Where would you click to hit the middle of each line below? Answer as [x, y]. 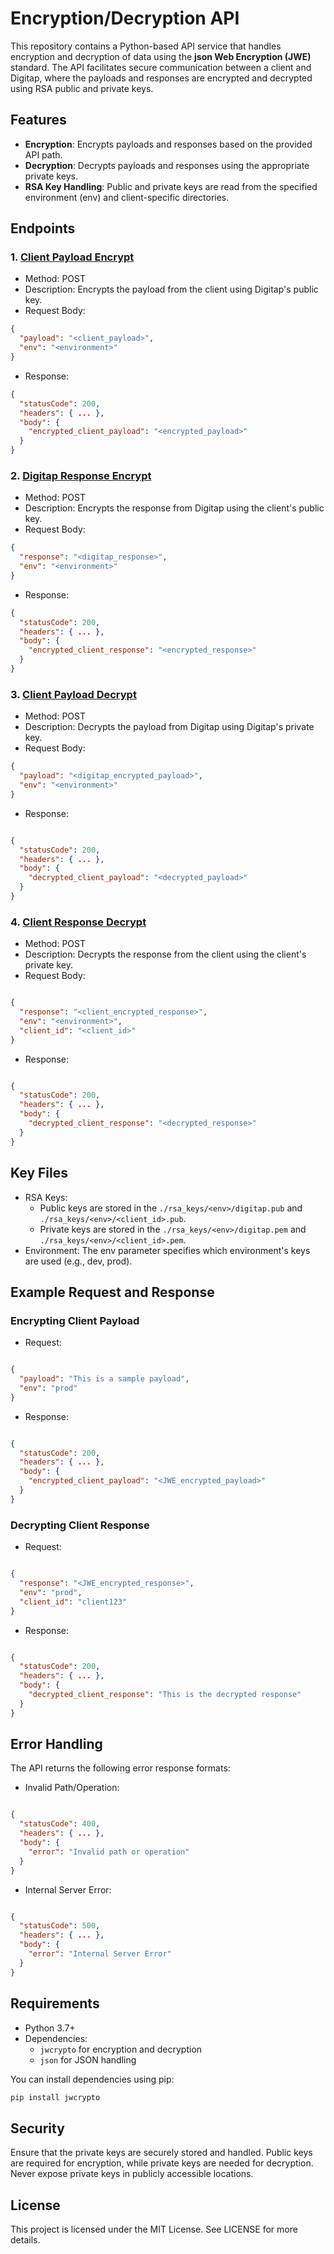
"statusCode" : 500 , [60, 1926]
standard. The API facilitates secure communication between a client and [161, 67]
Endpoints [43, 228]
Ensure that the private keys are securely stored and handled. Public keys [161, 2153]
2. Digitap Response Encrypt [81, 475]
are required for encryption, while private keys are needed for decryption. [162, 2163]
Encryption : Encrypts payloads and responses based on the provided [168, 144]
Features [38, 120]
